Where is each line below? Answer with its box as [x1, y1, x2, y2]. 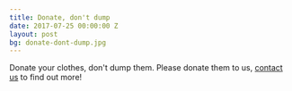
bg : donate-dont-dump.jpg [9, 37, 106, 47]
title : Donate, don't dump [9, 12, 111, 22]
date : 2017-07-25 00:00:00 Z [9, 21, 119, 30]
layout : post [9, 29, 58, 38]
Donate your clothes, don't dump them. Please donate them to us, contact [9, 62, 283, 73]
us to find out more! [9, 72, 83, 83]
